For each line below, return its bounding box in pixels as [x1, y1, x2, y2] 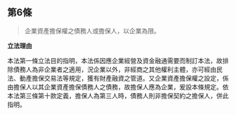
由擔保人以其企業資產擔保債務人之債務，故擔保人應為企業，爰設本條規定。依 [7, 83, 229, 91]
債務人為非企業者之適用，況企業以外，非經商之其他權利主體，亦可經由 [13, 65, 216, 74]
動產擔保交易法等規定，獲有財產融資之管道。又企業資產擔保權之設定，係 [19, 74, 229, 82]
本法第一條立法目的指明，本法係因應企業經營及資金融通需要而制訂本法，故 [7, 56, 223, 65]
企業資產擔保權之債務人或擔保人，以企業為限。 [24, 27, 160, 35]
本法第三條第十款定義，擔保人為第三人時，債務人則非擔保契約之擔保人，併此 [7, 91, 229, 100]
